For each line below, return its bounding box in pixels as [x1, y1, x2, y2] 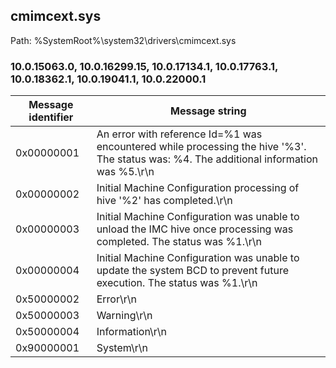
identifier [28, 110, 74, 124]
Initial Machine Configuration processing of [96, 181, 300, 195]
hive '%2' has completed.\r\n [96, 194, 233, 208]
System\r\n [96, 341, 148, 355]
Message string [170, 104, 247, 118]
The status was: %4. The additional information [96, 152, 319, 166]
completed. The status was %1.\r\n [96, 235, 262, 249]
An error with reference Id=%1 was [96, 127, 263, 141]
